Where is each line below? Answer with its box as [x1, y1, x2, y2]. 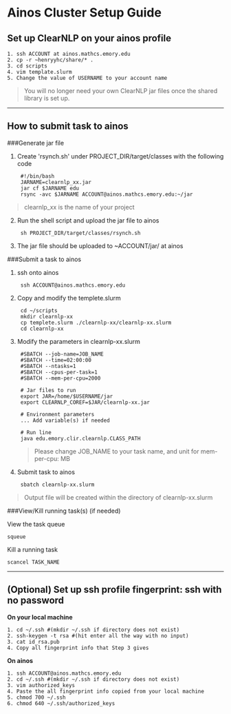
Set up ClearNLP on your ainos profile [7, 32, 172, 44]
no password [7, 595, 64, 606]
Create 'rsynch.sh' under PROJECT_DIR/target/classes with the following [16, 152, 224, 160]
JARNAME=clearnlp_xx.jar [20, 178, 91, 185]
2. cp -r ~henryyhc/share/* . [7, 57, 94, 63]
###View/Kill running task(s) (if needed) [7, 507, 121, 515]
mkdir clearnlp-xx [20, 313, 74, 320]
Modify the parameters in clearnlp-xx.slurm [16, 337, 141, 345]
